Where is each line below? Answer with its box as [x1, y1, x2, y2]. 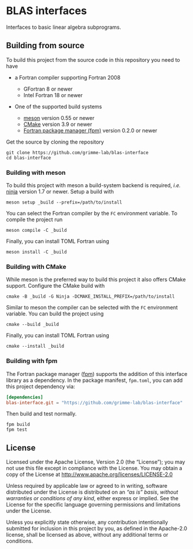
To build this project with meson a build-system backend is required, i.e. [6, 182, 181, 189]
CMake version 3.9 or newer [23, 121, 92, 128]
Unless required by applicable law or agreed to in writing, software [6, 483, 168, 490]
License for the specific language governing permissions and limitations [6, 501, 181, 508]
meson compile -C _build [6, 228, 67, 234]
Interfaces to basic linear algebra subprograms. [6, 24, 122, 31]
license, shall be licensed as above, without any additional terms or [6, 531, 169, 538]
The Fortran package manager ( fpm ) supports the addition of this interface [6, 370, 188, 377]
